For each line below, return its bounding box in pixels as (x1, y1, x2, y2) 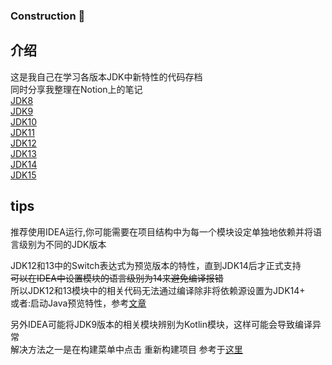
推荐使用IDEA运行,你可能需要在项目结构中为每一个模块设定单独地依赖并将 (10, 225, 313, 238)
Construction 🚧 (10, 9, 86, 23)
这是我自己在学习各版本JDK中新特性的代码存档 (10, 70, 203, 83)
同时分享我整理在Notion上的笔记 (10, 83, 143, 95)
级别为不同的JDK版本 (18, 238, 107, 250)
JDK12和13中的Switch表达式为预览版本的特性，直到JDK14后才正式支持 (10, 259, 302, 271)
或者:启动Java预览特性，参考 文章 (10, 297, 147, 309)
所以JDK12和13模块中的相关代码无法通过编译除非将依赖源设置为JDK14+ (10, 284, 306, 296)
